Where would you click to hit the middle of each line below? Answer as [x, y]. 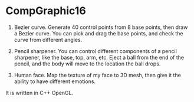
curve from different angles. [48, 40]
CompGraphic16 [46, 11]
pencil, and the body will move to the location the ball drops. [87, 64]
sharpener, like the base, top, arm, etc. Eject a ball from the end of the [99, 57]
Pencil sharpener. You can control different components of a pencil [96, 51]
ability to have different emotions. [55, 81]
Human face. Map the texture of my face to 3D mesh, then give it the [97, 75]
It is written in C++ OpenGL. [40, 93]
